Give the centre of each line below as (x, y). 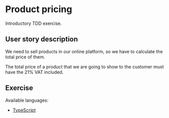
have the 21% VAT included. (35, 72)
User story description (42, 39)
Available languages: (27, 100)
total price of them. (25, 57)
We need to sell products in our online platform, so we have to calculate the (84, 51)
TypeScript (24, 110)
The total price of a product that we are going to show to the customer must (84, 66)
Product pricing (39, 9)
